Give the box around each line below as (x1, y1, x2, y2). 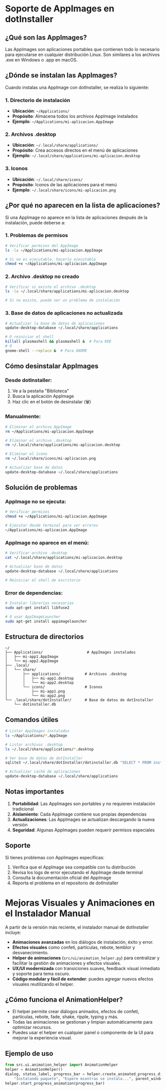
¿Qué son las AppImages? (5, 33, 87, 42)
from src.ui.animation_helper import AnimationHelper (5, 1062, 119, 1068)
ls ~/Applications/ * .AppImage (5, 733, 68, 738)
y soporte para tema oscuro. (12, 971, 71, 977)
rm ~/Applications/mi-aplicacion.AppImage (5, 429, 94, 434)
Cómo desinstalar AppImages (5, 362, 99, 371)
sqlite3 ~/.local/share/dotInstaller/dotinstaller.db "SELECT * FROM (5, 760, 152, 765)
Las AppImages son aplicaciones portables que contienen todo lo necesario (5, 47, 160, 52)
